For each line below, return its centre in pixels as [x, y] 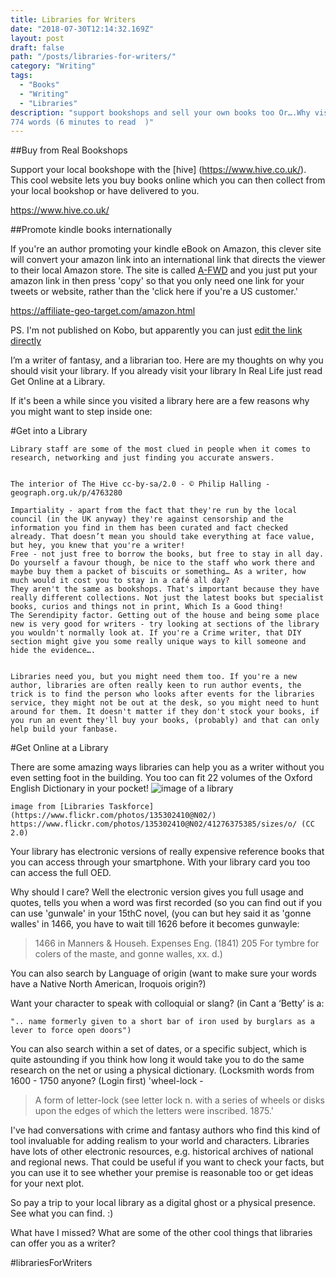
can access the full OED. [61, 873]
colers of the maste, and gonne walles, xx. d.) [128, 954]
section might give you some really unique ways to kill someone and [158, 642]
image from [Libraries [57, 807]
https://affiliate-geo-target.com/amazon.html [103, 311]
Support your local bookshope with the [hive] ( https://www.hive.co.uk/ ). [158, 170]
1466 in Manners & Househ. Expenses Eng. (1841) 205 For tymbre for [177, 943]
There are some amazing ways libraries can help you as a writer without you [167, 767]
